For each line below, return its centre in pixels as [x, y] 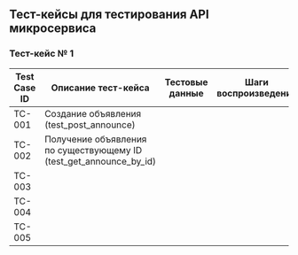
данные [186, 93]
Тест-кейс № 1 [41, 54]
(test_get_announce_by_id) [100, 161]
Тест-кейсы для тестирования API [110, 15]
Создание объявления [93, 113]
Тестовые [186, 81]
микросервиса [53, 29]
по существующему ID [93, 150]
